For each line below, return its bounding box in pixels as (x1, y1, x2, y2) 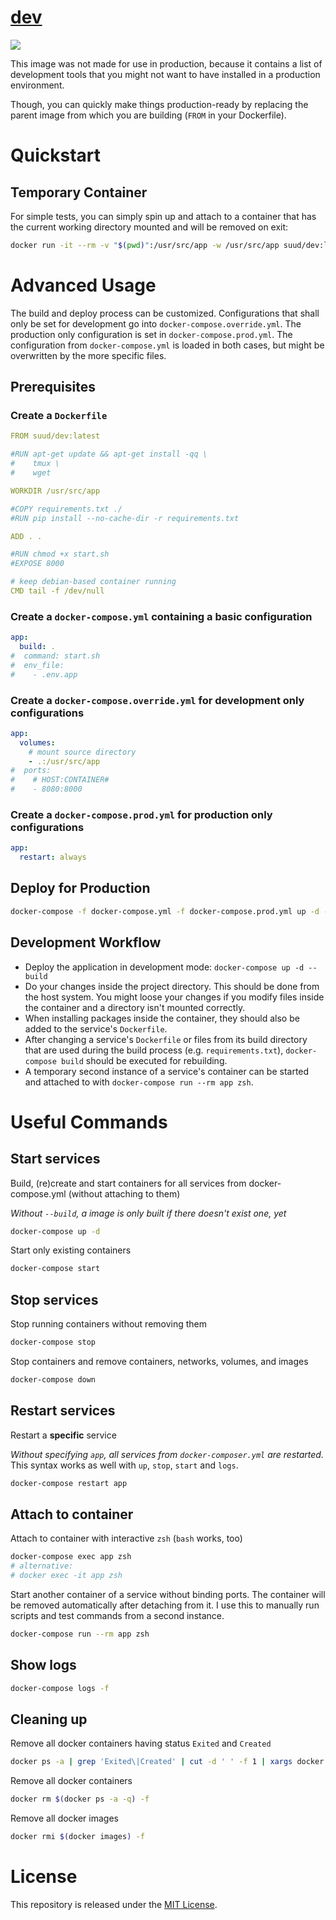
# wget (10, 468, 52, 478)
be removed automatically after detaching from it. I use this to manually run (10, 1599, 320, 1611)
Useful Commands (10, 1111, 168, 1133)
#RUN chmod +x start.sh (10, 549, 110, 560)
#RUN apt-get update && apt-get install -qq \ (10, 449, 208, 460)
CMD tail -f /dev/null (10, 586, 105, 596)
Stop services (10, 1291, 99, 1308)
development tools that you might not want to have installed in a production (10, 68, 321, 80)
